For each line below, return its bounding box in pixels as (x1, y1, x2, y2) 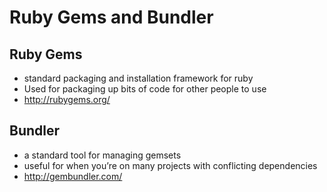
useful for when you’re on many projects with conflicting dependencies (23, 159, 318, 171)
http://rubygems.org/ (23, 94, 111, 105)
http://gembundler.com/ (23, 170, 123, 182)
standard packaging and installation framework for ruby (23, 72, 254, 84)
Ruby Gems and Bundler (9, 6, 214, 29)
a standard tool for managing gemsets (23, 149, 182, 161)
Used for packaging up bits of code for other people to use (23, 83, 267, 95)
